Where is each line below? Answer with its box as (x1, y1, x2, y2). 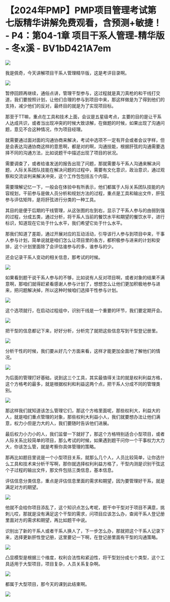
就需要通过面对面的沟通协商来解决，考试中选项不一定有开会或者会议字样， (5, 137, 160, 143)
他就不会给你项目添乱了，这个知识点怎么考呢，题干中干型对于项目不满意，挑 (5, 504, 165, 510)
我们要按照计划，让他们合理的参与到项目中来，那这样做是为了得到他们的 (14, 96, 165, 102)
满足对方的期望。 (5, 484, 41, 490)
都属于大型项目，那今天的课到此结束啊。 (5, 581, 90, 587)
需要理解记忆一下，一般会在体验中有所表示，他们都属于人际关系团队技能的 (5, 183, 160, 190)
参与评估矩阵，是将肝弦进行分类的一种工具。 (5, 196, 99, 203)
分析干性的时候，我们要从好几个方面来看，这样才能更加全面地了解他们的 (5, 348, 156, 354)
